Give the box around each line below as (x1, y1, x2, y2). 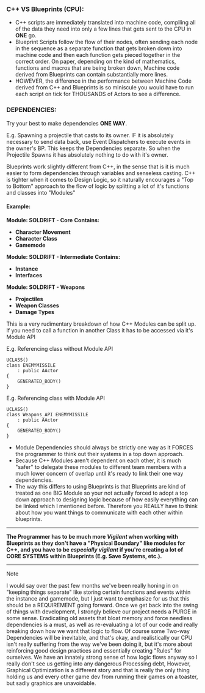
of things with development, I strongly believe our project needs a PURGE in (6, 608, 197, 615)
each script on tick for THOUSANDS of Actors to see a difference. (15, 91, 181, 98)
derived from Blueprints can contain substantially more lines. (15, 71, 168, 78)
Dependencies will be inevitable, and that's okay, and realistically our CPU (6, 634, 193, 641)
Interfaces (15, 271, 43, 279)
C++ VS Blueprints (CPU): (6, 5, 84, 13)
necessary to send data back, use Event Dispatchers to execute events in (6, 138, 191, 145)
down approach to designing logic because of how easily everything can (15, 495, 198, 503)
